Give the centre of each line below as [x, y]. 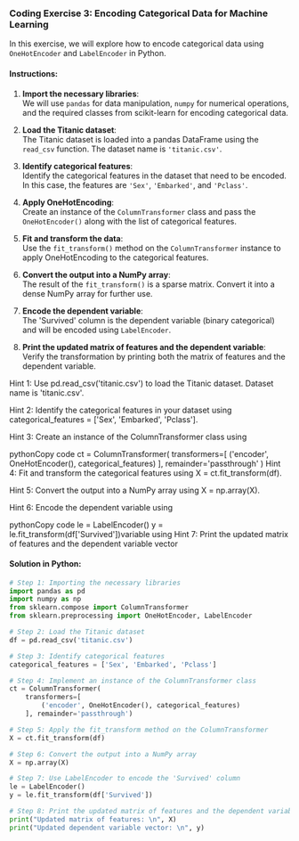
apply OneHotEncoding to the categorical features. [115, 257]
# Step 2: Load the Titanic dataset [77, 632]
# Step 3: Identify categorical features [87, 656]
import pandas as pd [48, 591]
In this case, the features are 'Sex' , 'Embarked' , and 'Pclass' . [135, 184]
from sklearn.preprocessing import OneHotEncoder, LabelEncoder [131, 616]
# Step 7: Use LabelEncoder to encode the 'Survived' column [125, 779]
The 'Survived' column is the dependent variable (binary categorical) [149, 320]
